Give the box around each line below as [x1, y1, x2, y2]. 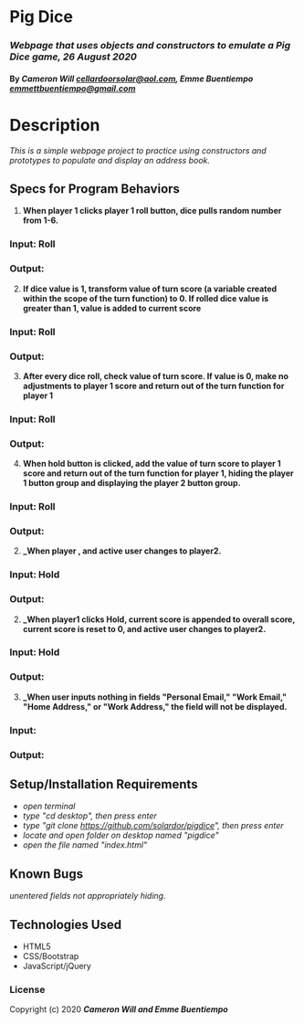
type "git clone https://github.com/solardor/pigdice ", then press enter [22, 820, 285, 831]
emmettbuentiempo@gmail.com [9, 82, 136, 93]
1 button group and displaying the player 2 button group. [22, 478, 241, 489]
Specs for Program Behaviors [9, 181, 181, 197]
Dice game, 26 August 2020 [9, 50, 137, 63]
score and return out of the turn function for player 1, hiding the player [22, 468, 294, 479]
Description [9, 114, 100, 135]
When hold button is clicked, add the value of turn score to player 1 [22, 459, 281, 470]
